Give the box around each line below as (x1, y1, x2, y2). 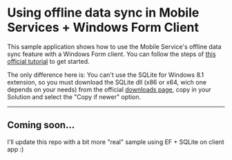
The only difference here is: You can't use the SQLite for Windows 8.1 (7, 71, 204, 79)
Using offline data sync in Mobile (7, 5, 200, 21)
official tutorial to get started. (7, 57, 90, 65)
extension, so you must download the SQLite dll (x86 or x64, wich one (7, 78, 207, 86)
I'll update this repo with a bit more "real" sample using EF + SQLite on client (7, 137, 224, 146)
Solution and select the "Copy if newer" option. (7, 92, 142, 101)
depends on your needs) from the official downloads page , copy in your (7, 85, 212, 94)
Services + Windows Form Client (7, 19, 199, 35)
